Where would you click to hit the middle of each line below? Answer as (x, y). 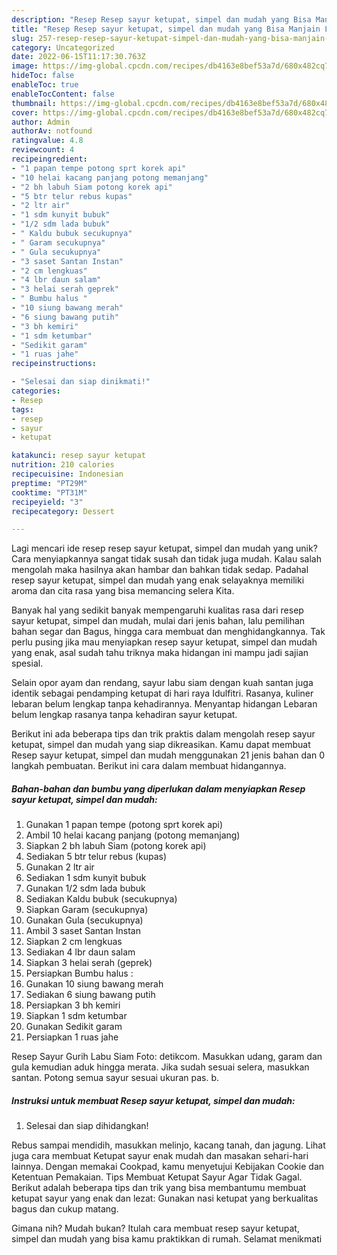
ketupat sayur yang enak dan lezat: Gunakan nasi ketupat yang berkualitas (165, 1198)
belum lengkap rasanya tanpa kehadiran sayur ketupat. (124, 715)
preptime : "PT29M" (49, 483)
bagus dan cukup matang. (65, 1209)
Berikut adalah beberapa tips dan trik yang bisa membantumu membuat (159, 1188)
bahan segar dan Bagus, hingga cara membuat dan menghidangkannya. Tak (168, 632)
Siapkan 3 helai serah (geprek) (89, 963)
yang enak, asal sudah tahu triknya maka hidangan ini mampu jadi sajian (160, 653)
